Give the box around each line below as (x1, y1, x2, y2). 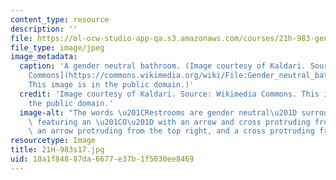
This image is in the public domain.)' (28, 80, 195, 90)
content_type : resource (10, 14, 110, 25)
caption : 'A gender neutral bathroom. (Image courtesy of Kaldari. (19, 61, 307, 71)
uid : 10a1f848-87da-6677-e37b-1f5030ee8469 (10, 154, 195, 164)
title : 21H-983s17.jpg (10, 145, 105, 155)
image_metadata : (10, 52, 78, 62)
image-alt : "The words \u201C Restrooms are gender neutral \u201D (19, 107, 298, 118)
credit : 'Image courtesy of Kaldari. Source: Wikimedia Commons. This (19, 89, 320, 99)
